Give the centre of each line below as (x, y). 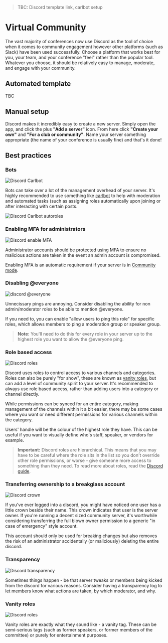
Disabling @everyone (32, 283)
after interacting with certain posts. (41, 206)
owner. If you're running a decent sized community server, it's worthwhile (81, 516)
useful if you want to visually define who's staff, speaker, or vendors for (79, 435)
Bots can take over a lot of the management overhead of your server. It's (80, 191)
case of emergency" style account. (41, 526)
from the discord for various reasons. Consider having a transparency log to (84, 585)
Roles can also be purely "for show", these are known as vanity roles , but (81, 378)
